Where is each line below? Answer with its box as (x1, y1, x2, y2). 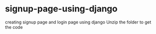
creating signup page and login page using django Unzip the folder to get (5, 19, 152, 25)
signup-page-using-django (5, 3, 118, 14)
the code (5, 24, 23, 30)
